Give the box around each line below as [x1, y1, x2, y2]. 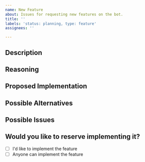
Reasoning [5, 65, 39, 73]
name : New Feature [5, 7, 43, 12]
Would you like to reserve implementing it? [5, 132, 140, 141]
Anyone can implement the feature [12, 151, 83, 157]
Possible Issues [5, 116, 55, 124]
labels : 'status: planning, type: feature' [5, 21, 97, 26]
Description [5, 48, 42, 57]
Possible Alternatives [5, 99, 73, 107]
